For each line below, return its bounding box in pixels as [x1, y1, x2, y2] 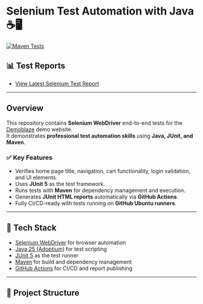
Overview [6, 103, 44, 113]
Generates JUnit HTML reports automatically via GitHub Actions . [14, 193, 179, 200]
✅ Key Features [6, 153, 53, 162]
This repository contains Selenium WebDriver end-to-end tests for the [6, 119, 182, 127]
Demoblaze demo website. [6, 125, 73, 133]
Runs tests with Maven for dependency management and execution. [14, 187, 185, 194]
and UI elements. [14, 174, 57, 181]
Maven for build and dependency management [14, 258, 132, 265]
